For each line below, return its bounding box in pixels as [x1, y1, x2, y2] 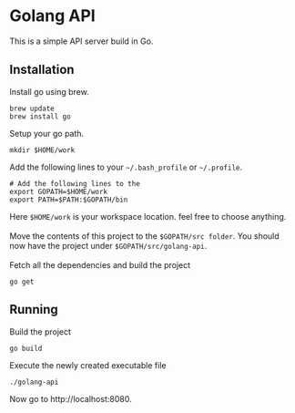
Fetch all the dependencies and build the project [9, 259, 191, 270]
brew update [9, 104, 55, 113]
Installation [9, 62, 75, 77]
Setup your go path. [9, 128, 85, 139]
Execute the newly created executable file [9, 359, 167, 370]
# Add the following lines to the [9, 179, 141, 188]
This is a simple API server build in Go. [9, 36, 154, 46]
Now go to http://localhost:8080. [9, 393, 132, 404]
